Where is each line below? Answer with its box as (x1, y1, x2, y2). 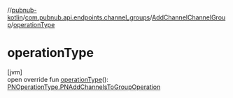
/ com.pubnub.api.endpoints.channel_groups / (22, 13, 153, 22)
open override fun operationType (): (7, 75, 108, 83)
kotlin (7, 13, 23, 22)
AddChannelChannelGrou (151, 13, 226, 22)
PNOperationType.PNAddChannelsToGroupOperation (7, 83, 161, 91)
